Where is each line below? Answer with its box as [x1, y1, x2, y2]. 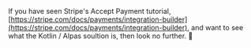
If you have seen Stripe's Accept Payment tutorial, [8, 7, 171, 15]
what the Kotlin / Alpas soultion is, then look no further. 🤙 [8, 31, 193, 40]
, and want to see [186, 23, 244, 32]
